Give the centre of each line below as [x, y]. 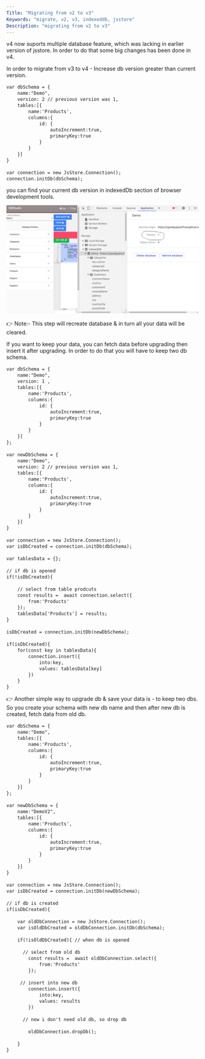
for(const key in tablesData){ [57, 651]
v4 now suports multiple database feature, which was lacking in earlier [95, 44]
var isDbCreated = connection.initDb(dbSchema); [69, 547]
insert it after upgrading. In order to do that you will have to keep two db [97, 351]
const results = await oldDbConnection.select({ [92, 959]
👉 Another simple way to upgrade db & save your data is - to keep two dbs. [102, 699]
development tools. [31, 197]
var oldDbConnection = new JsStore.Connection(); [82, 922]
